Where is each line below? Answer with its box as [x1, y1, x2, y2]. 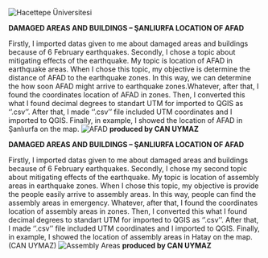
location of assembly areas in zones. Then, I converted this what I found [8, 207, 248, 216]
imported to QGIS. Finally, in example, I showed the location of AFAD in [8, 116, 243, 125]
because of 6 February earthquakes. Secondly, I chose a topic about [8, 47, 236, 56]
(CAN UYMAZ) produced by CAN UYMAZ [8, 241, 212, 250]
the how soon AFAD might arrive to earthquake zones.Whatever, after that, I [8, 81, 259, 91]
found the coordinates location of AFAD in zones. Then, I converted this [8, 90, 245, 100]
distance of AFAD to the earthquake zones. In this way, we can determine [8, 73, 252, 82]
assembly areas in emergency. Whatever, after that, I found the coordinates [8, 198, 258, 207]
